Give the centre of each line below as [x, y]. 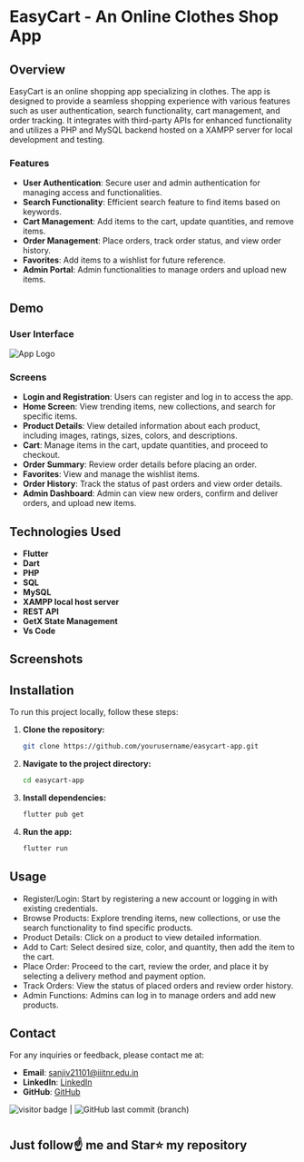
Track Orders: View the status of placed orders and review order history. [158, 985]
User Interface [42, 333]
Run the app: [47, 831]
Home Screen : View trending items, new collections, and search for [149, 407]
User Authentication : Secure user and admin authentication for [141, 183]
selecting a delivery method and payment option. [114, 976]
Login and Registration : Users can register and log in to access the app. [157, 397]
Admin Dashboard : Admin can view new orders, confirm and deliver [150, 493]
